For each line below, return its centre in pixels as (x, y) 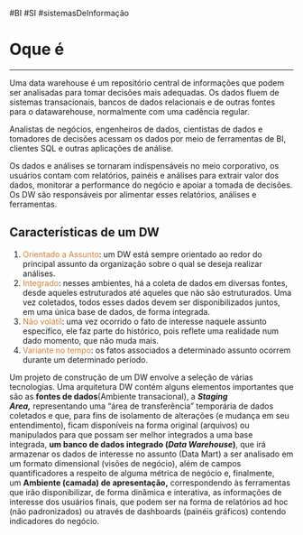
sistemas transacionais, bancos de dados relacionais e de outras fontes (142, 102)
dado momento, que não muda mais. (91, 340)
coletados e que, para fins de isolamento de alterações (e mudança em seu (150, 415)
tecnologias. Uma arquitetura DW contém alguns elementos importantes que (151, 386)
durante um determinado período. (85, 359)
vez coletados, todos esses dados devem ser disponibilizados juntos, (151, 302)
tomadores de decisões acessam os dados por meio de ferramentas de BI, (148, 138)
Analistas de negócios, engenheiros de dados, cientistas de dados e (136, 129)
